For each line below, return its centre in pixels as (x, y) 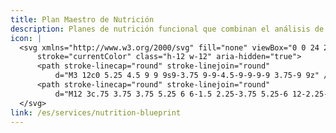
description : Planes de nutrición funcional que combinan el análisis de (167, 29)
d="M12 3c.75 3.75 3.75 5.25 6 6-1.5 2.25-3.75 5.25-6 (171, 94)
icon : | (26, 38)
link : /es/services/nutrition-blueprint (96, 112)
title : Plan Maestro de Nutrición (82, 19)
